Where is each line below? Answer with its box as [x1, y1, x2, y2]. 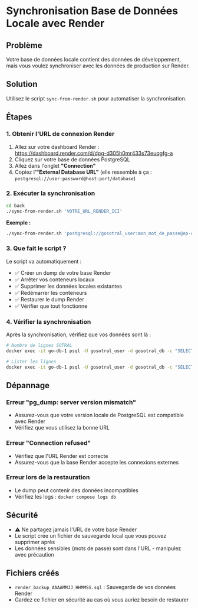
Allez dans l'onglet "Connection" [14, 162, 96, 169]
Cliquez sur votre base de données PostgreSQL [14, 155, 131, 163]
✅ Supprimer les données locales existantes [14, 282, 123, 290]
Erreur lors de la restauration [6, 473, 90, 482]
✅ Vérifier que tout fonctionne [14, 303, 88, 310]
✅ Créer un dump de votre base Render [14, 269, 111, 276]
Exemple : [6, 219, 31, 226]
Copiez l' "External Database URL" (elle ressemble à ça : [14, 168, 152, 175]
